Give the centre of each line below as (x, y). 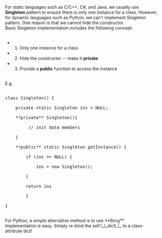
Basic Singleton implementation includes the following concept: (69, 28)
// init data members (54, 127)
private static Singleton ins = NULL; (62, 108)
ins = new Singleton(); (64, 167)
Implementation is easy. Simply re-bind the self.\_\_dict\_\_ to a (68, 226)
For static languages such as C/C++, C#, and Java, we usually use (72, 7)
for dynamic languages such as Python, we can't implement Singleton (75, 17)
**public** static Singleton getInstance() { (71, 147)
